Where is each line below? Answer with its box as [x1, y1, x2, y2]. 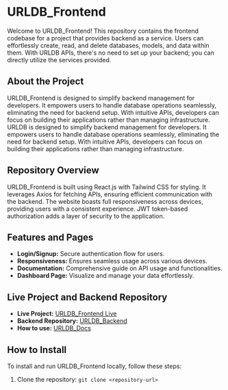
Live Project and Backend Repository [7, 291, 168, 303]
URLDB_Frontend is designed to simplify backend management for [7, 94, 195, 102]
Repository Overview [7, 165, 99, 177]
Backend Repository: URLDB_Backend [16, 317, 128, 325]
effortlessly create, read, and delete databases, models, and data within [7, 41, 210, 49]
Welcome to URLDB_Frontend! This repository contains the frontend [7, 27, 199, 35]
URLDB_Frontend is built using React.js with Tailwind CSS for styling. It [7, 183, 207, 191]
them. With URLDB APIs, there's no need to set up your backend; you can [7, 49, 214, 57]
